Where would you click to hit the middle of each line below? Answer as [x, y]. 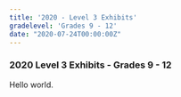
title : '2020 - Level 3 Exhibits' [74, 17]
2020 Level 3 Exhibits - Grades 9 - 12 [90, 65]
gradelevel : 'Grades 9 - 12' [63, 26]
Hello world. [31, 85]
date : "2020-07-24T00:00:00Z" [66, 34]
